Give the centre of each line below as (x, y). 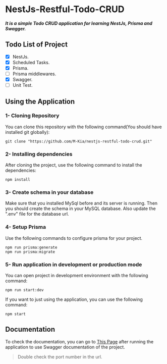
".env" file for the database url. (37, 214)
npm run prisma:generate (31, 247)
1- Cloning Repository (32, 116)
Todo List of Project (37, 45)
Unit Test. (22, 85)
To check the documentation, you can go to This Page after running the (79, 341)
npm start (16, 314)
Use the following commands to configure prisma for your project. (74, 238)
